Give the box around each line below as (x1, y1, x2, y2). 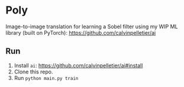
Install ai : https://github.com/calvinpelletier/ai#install (14, 62, 143, 69)
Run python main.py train (14, 74, 79, 81)
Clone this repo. (14, 68, 53, 75)
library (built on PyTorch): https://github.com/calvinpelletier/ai (5, 29, 156, 36)
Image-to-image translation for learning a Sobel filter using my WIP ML (5, 23, 178, 30)
